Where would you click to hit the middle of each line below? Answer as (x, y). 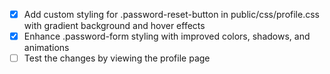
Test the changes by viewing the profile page (117, 58)
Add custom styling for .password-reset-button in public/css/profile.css (171, 14)
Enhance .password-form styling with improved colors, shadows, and (167, 36)
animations (46, 48)
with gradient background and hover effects (114, 26)
